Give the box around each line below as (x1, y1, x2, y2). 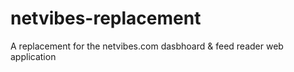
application (10, 50, 57, 62)
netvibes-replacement (10, 7, 202, 30)
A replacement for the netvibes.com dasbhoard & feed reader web (10, 40, 284, 52)
